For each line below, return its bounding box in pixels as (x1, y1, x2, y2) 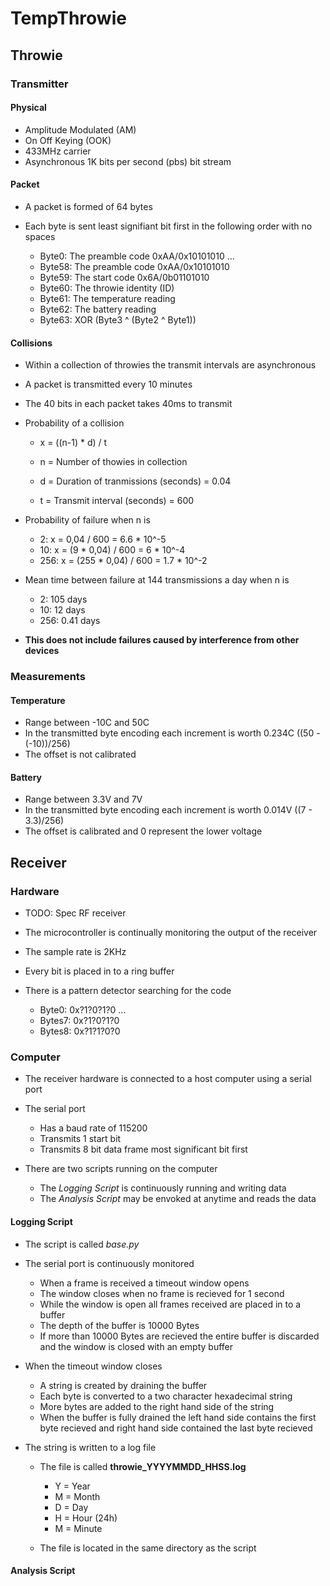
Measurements (10, 670, 86, 684)
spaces (24, 230, 56, 242)
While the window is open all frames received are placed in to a (39, 1298, 302, 1310)
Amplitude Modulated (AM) (24, 123, 137, 136)
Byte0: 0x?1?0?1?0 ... (39, 1004, 127, 1016)
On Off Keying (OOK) (24, 134, 112, 146)
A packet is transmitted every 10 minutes (24, 378, 193, 391)
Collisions (10, 337, 53, 349)
